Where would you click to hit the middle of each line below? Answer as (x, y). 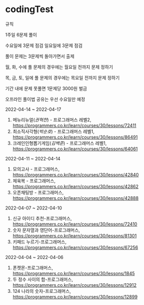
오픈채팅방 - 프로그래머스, (38, 192)
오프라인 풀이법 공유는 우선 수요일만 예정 (45, 99)
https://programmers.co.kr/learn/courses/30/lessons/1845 (74, 273)
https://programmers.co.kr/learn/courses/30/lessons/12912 (75, 285)
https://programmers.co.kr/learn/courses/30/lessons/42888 (76, 198)
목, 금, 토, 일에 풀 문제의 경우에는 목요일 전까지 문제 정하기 (63, 77)
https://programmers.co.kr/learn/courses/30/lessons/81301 (75, 236)
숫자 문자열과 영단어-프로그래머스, (46, 230)
